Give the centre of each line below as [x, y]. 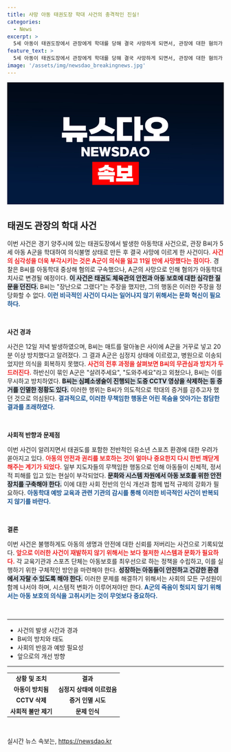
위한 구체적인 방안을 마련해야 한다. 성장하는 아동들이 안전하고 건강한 [115, 570]
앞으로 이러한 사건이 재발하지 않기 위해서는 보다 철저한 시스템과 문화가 [108, 553]
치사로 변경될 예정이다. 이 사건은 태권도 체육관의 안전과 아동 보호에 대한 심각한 [111, 278]
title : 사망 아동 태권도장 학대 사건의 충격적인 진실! [74, 14]
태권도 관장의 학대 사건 [52, 225]
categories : [24, 22]
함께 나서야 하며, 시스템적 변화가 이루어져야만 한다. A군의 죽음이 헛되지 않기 [108, 587]
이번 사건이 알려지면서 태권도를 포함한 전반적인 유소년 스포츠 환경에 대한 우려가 [113, 450]
